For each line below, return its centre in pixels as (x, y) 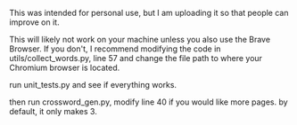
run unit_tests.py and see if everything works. (93, 85)
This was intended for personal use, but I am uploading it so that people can (149, 13)
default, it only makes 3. (54, 111)
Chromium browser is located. (65, 67)
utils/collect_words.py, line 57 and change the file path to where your (136, 58)
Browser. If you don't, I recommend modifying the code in (115, 49)
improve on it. (34, 22)
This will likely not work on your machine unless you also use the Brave (140, 39)
